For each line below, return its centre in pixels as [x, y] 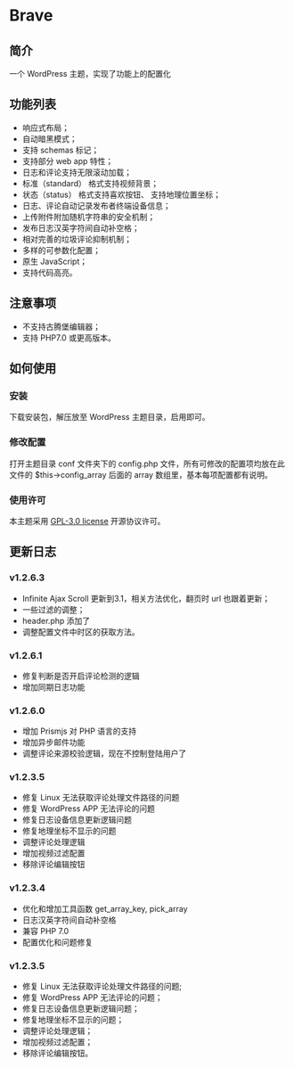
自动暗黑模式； [49, 138]
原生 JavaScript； [54, 261]
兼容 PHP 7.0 [45, 931]
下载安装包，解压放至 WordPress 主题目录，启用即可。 [110, 417]
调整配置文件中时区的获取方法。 [81, 632]
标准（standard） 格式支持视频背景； [90, 183]
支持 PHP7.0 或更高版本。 [69, 337]
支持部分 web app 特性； [68, 160]
